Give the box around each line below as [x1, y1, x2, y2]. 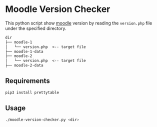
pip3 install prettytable [5, 90, 59, 95]
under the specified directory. [5, 25, 66, 31]
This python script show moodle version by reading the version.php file [5, 20, 152, 26]
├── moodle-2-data [5, 63, 43, 68]
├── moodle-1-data [5, 49, 43, 54]
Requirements [5, 76, 50, 85]
